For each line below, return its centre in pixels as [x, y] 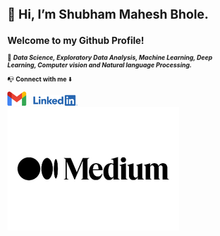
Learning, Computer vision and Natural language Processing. [100, 65]
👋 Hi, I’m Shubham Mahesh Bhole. [108, 14]
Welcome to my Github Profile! [76, 41]
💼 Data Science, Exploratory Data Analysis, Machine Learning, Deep [110, 57]
